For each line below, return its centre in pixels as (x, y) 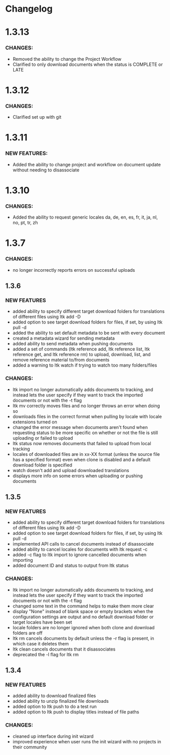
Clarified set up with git (37, 117)
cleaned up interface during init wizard (53, 736)
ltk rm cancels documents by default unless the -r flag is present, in (83, 638)
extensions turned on (35, 422)
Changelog (29, 9)
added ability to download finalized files (54, 696)
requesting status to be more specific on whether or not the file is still (85, 433)
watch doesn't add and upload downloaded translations (71, 470)
